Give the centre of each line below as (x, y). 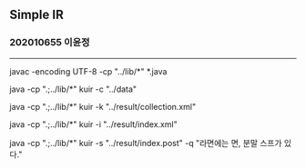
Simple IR (36, 15)
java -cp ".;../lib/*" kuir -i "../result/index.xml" (93, 124)
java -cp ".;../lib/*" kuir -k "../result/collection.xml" (103, 106)
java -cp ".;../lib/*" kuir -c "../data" (73, 89)
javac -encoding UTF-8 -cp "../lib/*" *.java (88, 71)
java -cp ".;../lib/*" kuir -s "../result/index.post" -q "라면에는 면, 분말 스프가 (146, 143)
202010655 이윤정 (50, 43)
